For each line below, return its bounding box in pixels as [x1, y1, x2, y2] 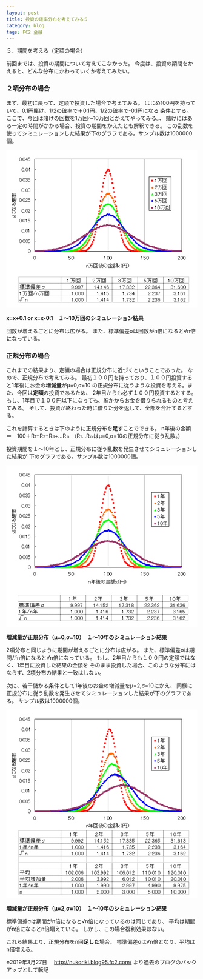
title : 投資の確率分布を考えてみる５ [6, 16, 89, 22]
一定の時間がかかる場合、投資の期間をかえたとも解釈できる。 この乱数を [11, 122, 194, 129]
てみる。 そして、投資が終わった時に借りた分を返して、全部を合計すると [6, 404, 188, 412]
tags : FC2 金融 [6, 29, 43, 35]
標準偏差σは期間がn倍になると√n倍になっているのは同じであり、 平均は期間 [6, 918, 196, 925]
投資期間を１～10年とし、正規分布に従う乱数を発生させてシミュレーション [6, 446, 192, 453]
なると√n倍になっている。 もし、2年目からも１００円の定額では [30, 653, 191, 661]
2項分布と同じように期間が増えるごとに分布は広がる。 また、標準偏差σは [6, 646, 190, 653]
